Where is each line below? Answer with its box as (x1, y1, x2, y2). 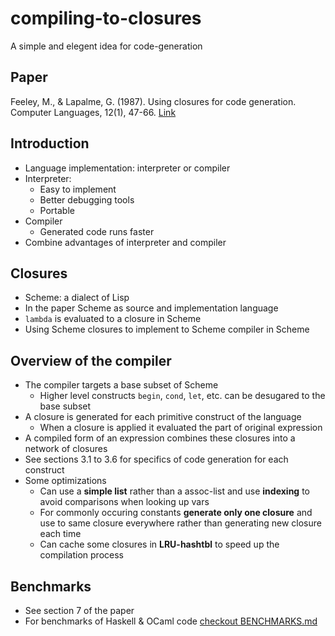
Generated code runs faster (39, 225, 155, 237)
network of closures (24, 443, 108, 455)
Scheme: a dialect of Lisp (24, 292, 130, 304)
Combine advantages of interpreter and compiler (24, 236, 227, 248)
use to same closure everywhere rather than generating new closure (39, 517, 322, 529)
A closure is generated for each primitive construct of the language (24, 411, 302, 423)
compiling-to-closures (10, 7, 202, 30)
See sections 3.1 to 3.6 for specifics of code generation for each (24, 453, 289, 466)
